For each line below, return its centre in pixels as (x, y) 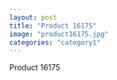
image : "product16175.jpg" (59, 34)
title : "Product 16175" (53, 26)
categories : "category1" (55, 42)
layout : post (33, 17)
